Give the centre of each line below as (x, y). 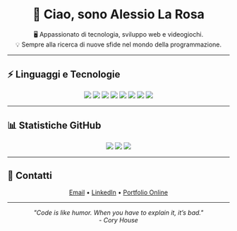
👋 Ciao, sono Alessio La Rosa (119, 14)
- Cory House (119, 220)
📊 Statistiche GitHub (54, 126)
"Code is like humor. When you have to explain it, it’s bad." (119, 213)
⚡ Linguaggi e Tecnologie (64, 74)
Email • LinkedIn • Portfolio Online (118, 192)
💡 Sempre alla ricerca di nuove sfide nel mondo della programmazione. (119, 44)
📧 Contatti (30, 175)
